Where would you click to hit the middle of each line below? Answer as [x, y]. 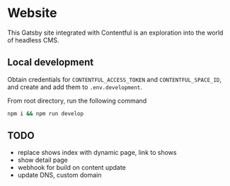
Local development [51, 63]
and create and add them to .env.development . [75, 87]
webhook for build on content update [71, 168]
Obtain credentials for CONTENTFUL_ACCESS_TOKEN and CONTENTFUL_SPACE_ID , [114, 79]
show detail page [43, 160]
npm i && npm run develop [45, 114]
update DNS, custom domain [59, 175]
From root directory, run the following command [77, 100]
